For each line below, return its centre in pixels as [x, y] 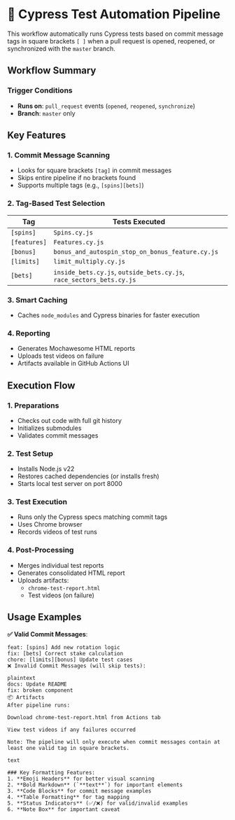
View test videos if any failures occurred [72, 730]
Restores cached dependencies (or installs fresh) [88, 476]
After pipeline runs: [39, 705]
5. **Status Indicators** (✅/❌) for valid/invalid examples [98, 803]
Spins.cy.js [73, 232]
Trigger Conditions [40, 90]
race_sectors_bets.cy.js [95, 280]
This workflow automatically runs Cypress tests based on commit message [115, 34]
